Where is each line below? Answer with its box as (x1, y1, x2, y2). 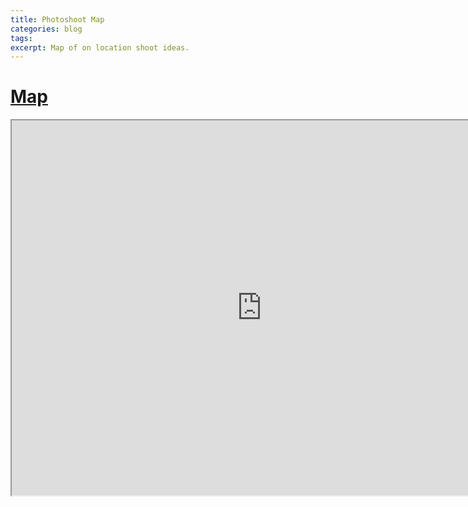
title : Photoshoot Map (10, 14, 105, 25)
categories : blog (10, 24, 83, 34)
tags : (10, 33, 33, 43)
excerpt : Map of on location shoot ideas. (10, 42, 190, 53)
